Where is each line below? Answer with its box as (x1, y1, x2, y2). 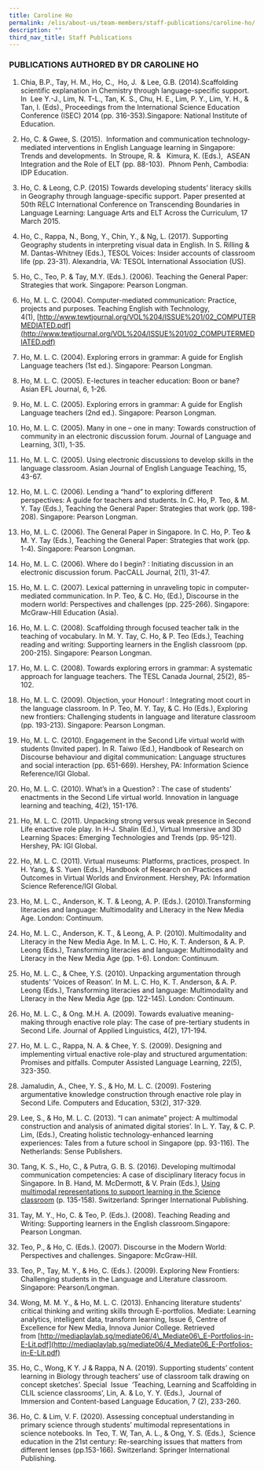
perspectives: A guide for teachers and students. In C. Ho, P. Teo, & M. (20, 495, 250, 504)
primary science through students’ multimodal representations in (20, 1420, 230, 1429)
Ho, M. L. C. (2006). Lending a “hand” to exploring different (20, 486, 213, 496)
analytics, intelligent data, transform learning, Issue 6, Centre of (20, 1314, 227, 1324)
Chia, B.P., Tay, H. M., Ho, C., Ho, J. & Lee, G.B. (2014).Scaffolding (20, 77, 239, 86)
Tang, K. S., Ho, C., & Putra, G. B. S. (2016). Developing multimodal (20, 1161, 236, 1171)
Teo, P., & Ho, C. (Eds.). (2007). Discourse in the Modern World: (20, 1242, 227, 1252)
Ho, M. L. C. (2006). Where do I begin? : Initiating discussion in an (20, 559, 234, 568)
